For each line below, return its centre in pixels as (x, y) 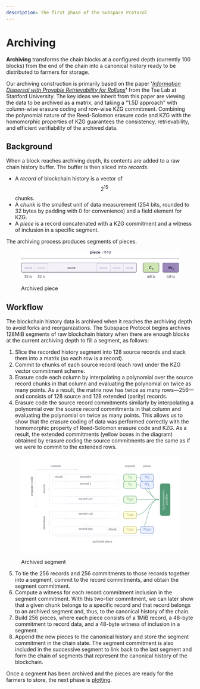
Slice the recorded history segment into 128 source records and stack (100, 352)
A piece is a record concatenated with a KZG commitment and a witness (103, 224)
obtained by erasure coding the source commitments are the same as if (102, 441)
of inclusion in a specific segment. (57, 230)
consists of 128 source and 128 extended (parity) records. (97, 397)
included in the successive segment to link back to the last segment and (103, 650)
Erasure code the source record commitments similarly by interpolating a (104, 403)
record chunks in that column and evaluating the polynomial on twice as (103, 384)
